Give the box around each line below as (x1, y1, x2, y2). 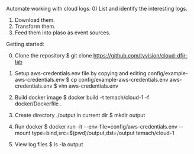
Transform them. (14, 23, 56, 30)
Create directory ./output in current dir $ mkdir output (14, 112, 145, 118)
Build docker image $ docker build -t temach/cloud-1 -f (14, 94, 150, 101)
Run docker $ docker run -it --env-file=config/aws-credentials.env (14, 123, 177, 130)
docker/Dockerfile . (14, 100, 62, 107)
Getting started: (6, 41, 44, 47)
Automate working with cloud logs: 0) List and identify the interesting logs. (6, 5, 187, 12)
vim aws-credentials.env (58, 82, 119, 89)
